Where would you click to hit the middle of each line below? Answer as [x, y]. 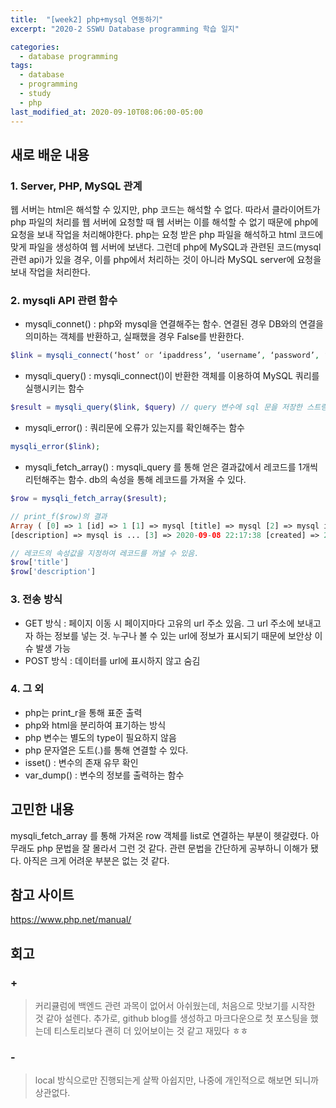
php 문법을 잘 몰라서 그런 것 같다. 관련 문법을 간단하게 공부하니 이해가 [172, 848]
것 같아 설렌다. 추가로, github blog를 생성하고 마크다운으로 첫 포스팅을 [171, 1018]
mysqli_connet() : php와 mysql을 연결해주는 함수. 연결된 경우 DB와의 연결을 [174, 324]
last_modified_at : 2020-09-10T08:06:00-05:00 [106, 112]
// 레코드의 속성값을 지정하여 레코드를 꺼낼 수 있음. [105, 553]
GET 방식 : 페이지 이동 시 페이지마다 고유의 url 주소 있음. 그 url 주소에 [159, 623]
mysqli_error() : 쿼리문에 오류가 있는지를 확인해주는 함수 [134, 428]
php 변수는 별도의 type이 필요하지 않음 [100, 737]
